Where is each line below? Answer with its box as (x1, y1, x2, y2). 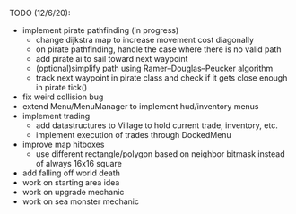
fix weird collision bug (22, 91, 104, 102)
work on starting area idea (22, 177, 120, 187)
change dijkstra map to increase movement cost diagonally (35, 35, 254, 45)
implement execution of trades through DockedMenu (35, 130, 231, 140)
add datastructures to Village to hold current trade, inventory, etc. (35, 120, 278, 131)
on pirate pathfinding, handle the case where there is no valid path (35, 44, 282, 55)
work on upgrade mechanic (22, 187, 125, 197)
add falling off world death (22, 167, 121, 178)
